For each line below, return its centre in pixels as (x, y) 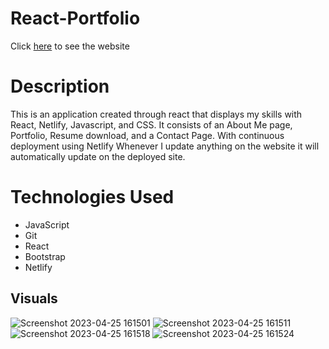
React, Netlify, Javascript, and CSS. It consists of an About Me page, (151, 124)
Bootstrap (45, 256)
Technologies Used (92, 197)
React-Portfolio (75, 18)
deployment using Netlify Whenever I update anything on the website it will (165, 146)
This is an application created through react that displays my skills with (156, 114)
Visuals (34, 298)
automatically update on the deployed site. (98, 156)
